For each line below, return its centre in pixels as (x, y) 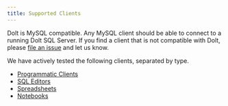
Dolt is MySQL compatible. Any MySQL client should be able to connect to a (114, 33)
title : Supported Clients (44, 13)
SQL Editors (34, 81)
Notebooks (33, 96)
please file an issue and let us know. (58, 47)
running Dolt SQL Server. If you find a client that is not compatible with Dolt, (114, 40)
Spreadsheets (37, 88)
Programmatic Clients (48, 74)
